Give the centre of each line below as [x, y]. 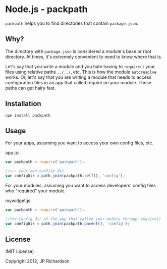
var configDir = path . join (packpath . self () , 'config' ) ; [65, 176]
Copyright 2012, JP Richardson [37, 261]
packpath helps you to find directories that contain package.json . [72, 23]
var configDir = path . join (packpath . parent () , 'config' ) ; [67, 224]
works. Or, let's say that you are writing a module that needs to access [78, 77]
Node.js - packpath [46, 9]
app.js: [12, 153]
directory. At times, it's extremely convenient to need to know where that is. [84, 57]
